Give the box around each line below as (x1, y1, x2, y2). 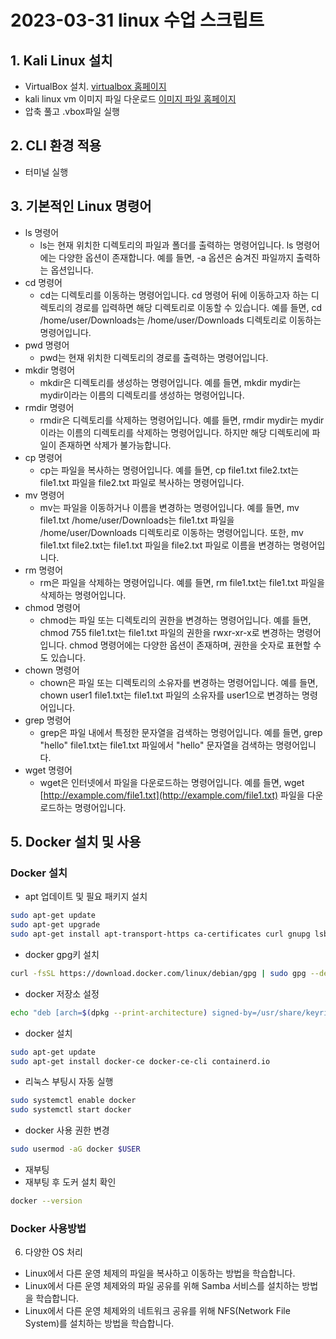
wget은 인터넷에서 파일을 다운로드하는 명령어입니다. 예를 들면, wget (39, 776, 305, 788)
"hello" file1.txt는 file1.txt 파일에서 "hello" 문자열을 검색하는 (39, 739, 274, 751)
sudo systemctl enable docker (10, 1096, 137, 1106)
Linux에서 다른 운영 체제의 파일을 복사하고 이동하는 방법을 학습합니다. (24, 1267, 296, 1280)
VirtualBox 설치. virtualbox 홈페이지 (24, 81, 167, 92)
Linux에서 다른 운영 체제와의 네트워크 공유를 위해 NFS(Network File (24, 1305, 291, 1317)
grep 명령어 (24, 714, 72, 726)
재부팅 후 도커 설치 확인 (24, 1176, 117, 1188)
